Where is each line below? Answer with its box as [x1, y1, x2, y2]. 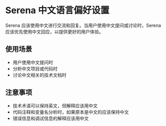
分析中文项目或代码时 [12, 65, 58, 71]
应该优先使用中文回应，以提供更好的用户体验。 [5, 28, 103, 34]
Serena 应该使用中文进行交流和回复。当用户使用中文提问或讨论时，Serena [5, 22, 161, 28]
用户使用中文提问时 [12, 59, 53, 65]
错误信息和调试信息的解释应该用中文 [12, 115, 89, 121]
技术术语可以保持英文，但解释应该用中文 [12, 102, 98, 109]
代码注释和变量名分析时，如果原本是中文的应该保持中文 [12, 109, 129, 115]
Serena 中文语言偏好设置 [5, 5, 109, 16]
